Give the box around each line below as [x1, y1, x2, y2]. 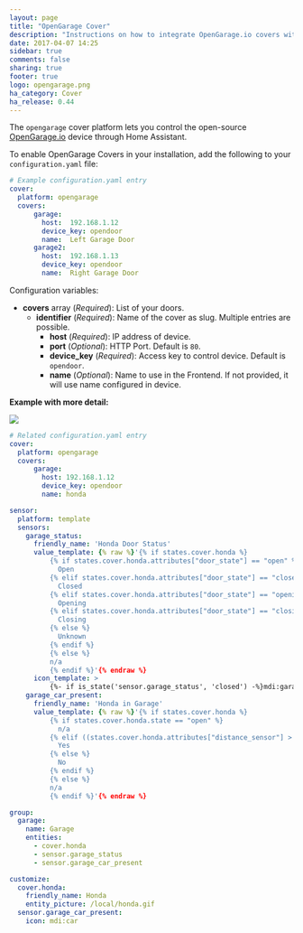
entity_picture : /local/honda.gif [25, 900, 155, 909]
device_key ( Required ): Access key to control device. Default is [49, 350, 286, 361]
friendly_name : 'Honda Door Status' [32, 539, 171, 549]
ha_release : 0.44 [9, 97, 75, 107]
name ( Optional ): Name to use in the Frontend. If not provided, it [49, 369, 289, 380]
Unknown [57, 632, 87, 641]
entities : [25, 833, 63, 843]
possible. [35, 322, 70, 332]
